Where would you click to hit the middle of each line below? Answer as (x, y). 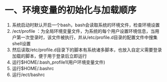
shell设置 (21, 43)
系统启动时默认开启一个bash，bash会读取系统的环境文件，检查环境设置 (86, 25)
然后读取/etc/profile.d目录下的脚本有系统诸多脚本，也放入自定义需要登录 (87, 50)
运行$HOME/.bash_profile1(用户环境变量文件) (59, 62)
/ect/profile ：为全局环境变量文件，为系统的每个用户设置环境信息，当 (83, 31)
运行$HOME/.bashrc (33, 68)
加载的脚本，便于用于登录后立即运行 (49, 56)
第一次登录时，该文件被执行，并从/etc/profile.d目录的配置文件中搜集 (87, 37)
